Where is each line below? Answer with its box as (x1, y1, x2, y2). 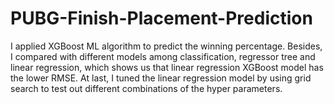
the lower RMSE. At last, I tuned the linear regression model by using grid (10, 72, 312, 84)
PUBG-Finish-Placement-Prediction (10, 7, 313, 30)
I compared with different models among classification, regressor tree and (10, 50, 316, 62)
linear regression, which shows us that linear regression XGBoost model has (10, 61, 324, 73)
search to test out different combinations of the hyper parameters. (10, 82, 283, 94)
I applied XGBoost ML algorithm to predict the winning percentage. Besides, (10, 40, 323, 52)
